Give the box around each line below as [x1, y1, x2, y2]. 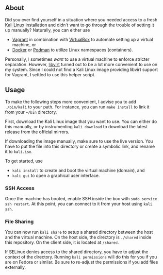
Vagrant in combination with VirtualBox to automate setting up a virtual [12, 36, 153, 42]
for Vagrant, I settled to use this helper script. [5, 71, 96, 77]
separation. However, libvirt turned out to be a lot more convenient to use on [5, 61, 158, 67]
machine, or [12, 41, 36, 48]
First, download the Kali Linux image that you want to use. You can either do [5, 119, 157, 124]
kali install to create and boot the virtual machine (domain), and [12, 167, 145, 173]
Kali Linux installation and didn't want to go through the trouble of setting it [5, 22, 154, 28]
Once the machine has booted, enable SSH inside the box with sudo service [5, 195, 157, 201]
